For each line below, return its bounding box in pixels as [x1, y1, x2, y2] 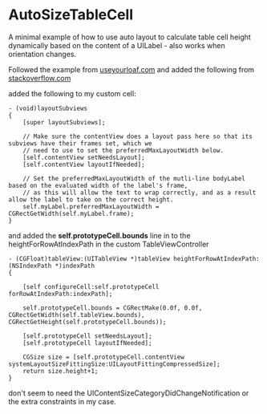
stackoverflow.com [8, 73, 71, 83]
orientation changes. [8, 49, 77, 59]
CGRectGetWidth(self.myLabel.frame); [8, 209, 135, 217]
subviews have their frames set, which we [8, 139, 152, 148]
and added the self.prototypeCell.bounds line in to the [8, 230, 191, 240]
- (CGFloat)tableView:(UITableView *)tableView [8, 254, 171, 262]
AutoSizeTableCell [8, 6, 134, 24]
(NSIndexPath [8, 262, 52, 270]
